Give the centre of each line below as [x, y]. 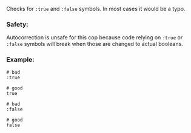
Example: [20, 60]
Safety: [17, 24]
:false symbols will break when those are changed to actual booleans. [95, 44]
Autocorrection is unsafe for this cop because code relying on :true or [95, 37]
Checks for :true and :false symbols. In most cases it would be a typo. [96, 9]
